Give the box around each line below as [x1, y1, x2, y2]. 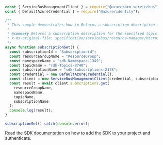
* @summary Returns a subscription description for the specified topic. [7, 32, 160, 36]
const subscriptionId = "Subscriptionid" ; [9, 49, 97, 54]
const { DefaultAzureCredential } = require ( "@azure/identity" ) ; [5, 9, 140, 14]
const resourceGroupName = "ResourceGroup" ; [9, 54, 101, 59]
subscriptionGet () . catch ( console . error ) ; [5, 121, 90, 126]
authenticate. [5, 135, 32, 141]
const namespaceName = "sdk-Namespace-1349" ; [9, 58, 103, 63]
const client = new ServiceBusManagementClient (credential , [9, 77, 133, 81]
